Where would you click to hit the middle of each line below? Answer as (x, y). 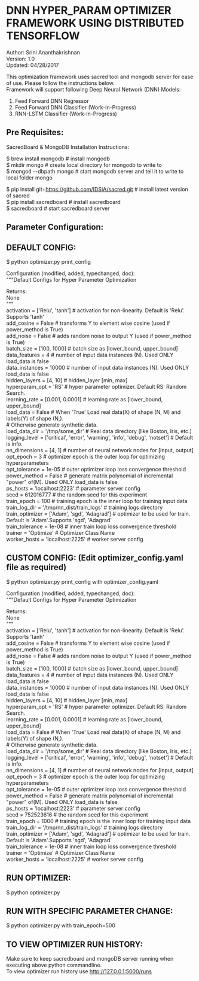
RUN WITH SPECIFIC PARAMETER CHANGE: (90, 911)
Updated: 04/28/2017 (33, 65)
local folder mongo (29, 178)
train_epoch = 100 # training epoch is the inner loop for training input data (97, 501)
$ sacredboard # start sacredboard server (58, 208)
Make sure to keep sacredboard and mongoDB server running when (90, 959)
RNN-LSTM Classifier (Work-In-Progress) (66, 114)
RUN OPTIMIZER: (39, 878)
